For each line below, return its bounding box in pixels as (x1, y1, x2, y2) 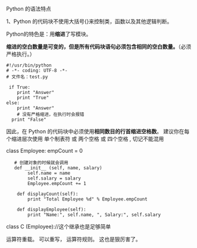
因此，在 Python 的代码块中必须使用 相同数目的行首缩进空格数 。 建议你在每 (6, 128, 190, 135)
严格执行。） (6, 51, 35, 58)
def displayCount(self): (17, 191, 79, 197)
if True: (8, 84, 31, 90)
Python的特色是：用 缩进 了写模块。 (6, 30, 92, 37)
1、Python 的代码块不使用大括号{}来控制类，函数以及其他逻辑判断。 (6, 18, 173, 25)
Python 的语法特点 (6, 5, 52, 12)
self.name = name (27, 170, 70, 176)
